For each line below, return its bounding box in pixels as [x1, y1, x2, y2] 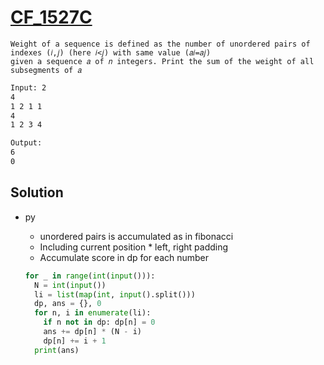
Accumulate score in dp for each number [39, 251, 210, 263]
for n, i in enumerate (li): [34, 308, 152, 318]
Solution [10, 184, 64, 201]
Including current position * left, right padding [39, 241, 229, 253]
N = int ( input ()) [34, 280, 107, 290]
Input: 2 [10, 82, 47, 93]
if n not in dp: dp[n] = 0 [43, 317, 156, 328]
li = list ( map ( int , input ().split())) [34, 289, 196, 300]
